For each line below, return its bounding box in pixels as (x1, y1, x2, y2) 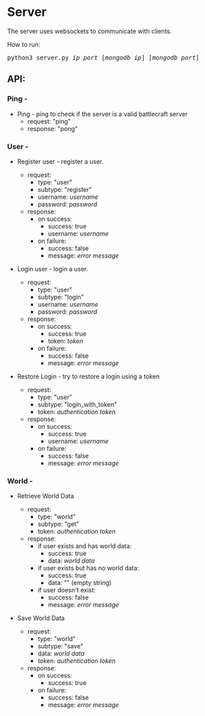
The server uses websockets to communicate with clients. (7, 27, 172, 35)
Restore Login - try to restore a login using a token (17, 372, 160, 380)
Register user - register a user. (17, 157, 104, 166)
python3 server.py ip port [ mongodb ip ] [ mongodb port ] (7, 53, 199, 61)
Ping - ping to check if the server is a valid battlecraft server (17, 110, 188, 118)
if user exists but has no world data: (37, 564, 140, 572)
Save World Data (17, 614, 65, 622)
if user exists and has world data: (37, 542, 132, 550)
